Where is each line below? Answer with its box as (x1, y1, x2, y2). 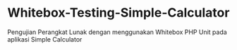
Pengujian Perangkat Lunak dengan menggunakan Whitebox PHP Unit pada (7, 28, 227, 36)
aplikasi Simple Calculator (7, 35, 83, 43)
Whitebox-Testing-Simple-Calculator (7, 5, 230, 21)
